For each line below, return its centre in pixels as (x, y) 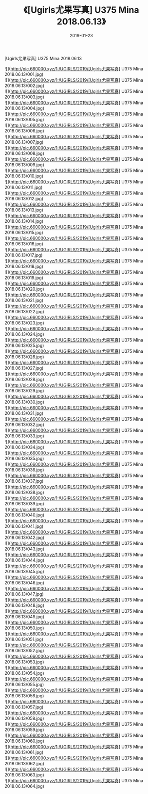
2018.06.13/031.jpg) (24, 413)
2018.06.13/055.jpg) (24, 684)
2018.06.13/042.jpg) (25, 537)
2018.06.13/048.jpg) (25, 605)
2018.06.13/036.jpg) (24, 470)
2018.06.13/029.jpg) (24, 390)
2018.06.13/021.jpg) (24, 300)
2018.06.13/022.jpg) (24, 311)
